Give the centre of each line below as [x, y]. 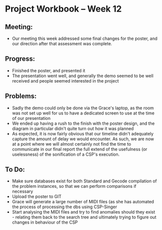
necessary [22, 191]
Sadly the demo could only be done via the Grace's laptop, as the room [83, 108]
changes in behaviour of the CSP [45, 222]
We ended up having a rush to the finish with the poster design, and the [83, 123]
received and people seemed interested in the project [65, 81]
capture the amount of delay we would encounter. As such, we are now [83, 139]
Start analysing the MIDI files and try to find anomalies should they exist [84, 212]
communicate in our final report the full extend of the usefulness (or [80, 149]
